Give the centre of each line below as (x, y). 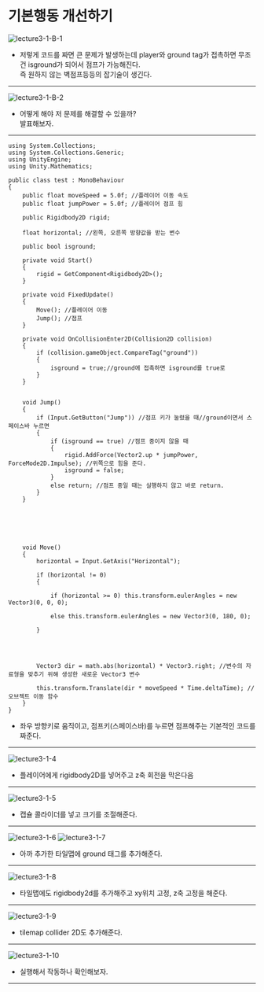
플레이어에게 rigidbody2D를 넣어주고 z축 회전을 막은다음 (106, 775)
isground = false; (94, 470)
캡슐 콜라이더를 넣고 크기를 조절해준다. (78, 814)
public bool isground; (59, 246)
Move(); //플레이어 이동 (72, 310)
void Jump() (42, 402)
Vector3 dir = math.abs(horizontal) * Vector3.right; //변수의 (139, 666)
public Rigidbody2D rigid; (66, 217)
